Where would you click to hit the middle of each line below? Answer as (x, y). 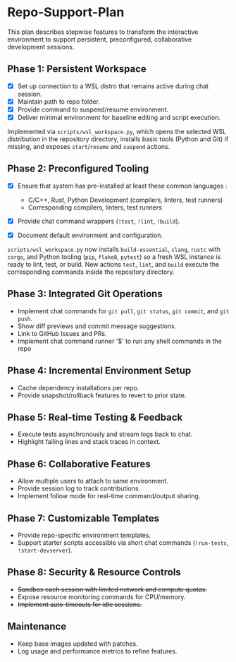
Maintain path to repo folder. (59, 101)
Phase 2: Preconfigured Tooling (78, 169)
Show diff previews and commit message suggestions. (97, 326)
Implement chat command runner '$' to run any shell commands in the (119, 341)
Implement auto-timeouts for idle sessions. (80, 604)
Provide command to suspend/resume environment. (93, 109)
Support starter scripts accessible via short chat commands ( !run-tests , (123, 543)
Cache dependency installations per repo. (78, 387)
